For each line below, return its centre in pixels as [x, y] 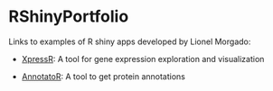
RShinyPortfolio [69, 17]
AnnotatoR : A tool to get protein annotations [104, 76]
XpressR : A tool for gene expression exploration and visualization [143, 59]
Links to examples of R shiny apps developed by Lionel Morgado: [130, 41]
